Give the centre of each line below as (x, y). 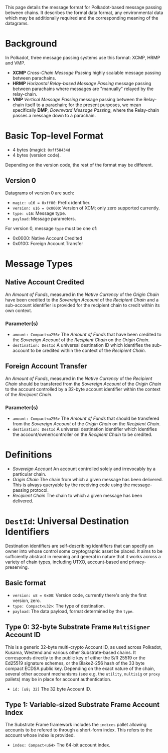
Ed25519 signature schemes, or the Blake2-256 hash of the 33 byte (75, 663)
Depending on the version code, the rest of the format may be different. (79, 165)
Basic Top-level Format (54, 136)
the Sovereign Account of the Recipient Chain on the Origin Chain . (81, 340)
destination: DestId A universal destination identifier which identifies (85, 429)
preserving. (17, 567)
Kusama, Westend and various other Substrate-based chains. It (71, 652)
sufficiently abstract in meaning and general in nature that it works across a (83, 556)
